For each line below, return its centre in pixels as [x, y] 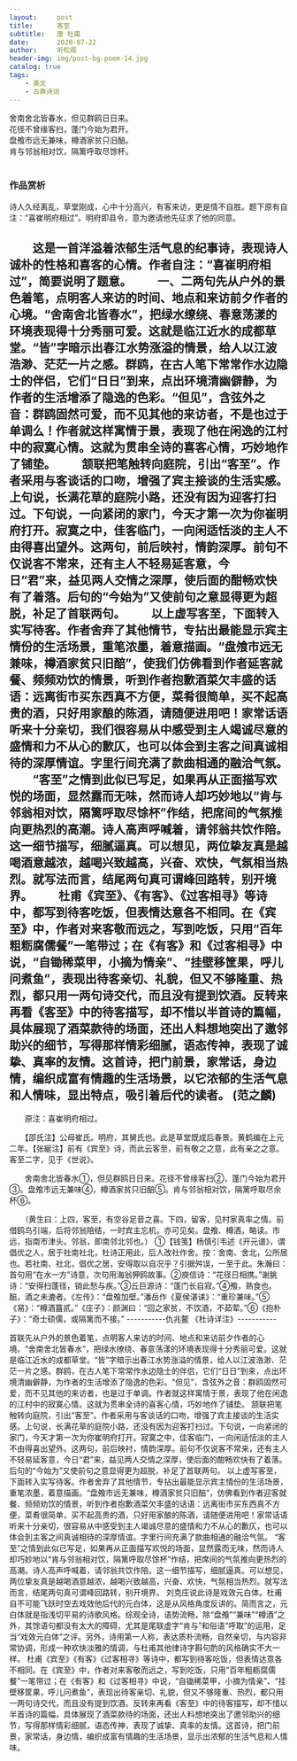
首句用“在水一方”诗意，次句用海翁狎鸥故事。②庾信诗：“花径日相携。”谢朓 [144, 1274]
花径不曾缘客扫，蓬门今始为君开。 [71, 128]
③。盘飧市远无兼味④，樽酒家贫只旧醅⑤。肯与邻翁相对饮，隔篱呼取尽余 [145, 1189]
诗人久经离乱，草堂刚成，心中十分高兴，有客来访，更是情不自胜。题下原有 [145, 206]
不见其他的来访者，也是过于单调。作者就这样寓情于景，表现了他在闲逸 [160, 1393]
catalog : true [35, 67]
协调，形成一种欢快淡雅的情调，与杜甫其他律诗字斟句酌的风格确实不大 [144, 1648]
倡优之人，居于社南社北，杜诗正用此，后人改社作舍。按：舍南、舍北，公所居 [148, 1252]
